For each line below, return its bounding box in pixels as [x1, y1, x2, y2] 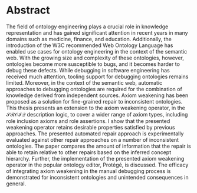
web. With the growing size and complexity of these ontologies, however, [6, 54, 184, 61]
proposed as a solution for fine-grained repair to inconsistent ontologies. [6, 98, 183, 105]
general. [6, 180, 27, 187]
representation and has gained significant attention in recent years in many [6, 29, 188, 36]
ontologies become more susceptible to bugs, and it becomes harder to [6, 60, 180, 68]
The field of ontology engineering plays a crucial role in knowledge [6, 23, 169, 30]
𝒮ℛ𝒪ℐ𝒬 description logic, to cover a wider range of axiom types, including [6, 111, 188, 118]
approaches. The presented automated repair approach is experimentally [6, 130, 184, 137]
